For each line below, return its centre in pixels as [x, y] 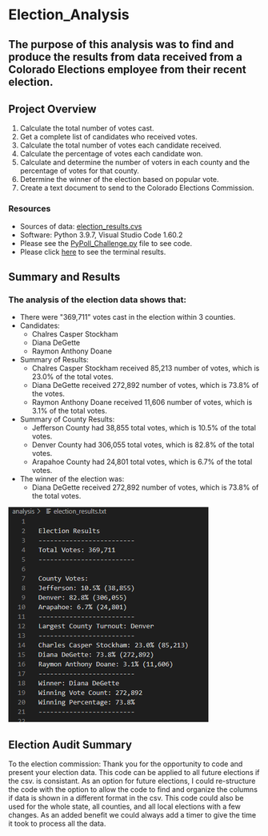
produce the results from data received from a [125, 57]
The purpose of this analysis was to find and [121, 44]
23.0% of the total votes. [72, 377]
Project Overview [52, 109]
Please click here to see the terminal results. [93, 252]
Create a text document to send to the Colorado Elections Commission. [137, 188]
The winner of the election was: [72, 479]
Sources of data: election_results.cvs [81, 226]
